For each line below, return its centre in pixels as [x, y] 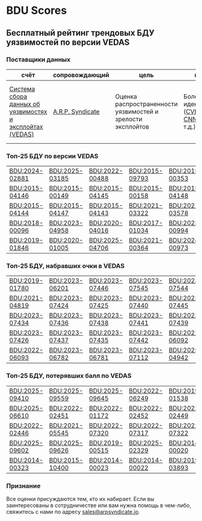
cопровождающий [81, 75]
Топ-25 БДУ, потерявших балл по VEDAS [69, 376]
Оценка [126, 96]
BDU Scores [37, 11]
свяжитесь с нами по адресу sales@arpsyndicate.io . [73, 512]
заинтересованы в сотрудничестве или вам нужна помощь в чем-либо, [99, 505]
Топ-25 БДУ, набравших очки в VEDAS [66, 266]
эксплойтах [26, 126]
